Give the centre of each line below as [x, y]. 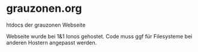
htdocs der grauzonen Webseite [46, 25]
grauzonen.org [44, 9]
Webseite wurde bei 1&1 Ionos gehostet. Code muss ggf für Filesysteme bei [99, 36]
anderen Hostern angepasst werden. [52, 43]
